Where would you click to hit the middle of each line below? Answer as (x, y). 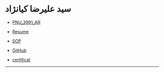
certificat (21, 59)
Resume (20, 31)
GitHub (19, 50)
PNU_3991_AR (26, 22)
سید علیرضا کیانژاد (38, 9)
